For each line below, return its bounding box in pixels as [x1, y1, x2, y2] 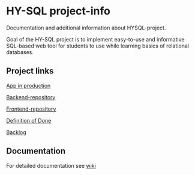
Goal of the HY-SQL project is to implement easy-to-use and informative [6, 35, 185, 43]
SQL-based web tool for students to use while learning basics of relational [6, 42, 189, 49]
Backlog [6, 128, 27, 136]
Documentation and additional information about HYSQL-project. [6, 24, 166, 31]
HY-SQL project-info [6, 4, 111, 18]
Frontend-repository [6, 105, 56, 112]
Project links [6, 66, 54, 76]
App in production [6, 82, 51, 89]
